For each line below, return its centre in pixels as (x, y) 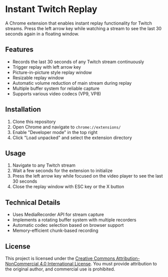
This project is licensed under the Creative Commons (60, 258)
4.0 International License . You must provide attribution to (98, 264)
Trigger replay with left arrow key (47, 67)
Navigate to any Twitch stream (44, 165)
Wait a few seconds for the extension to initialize (62, 171)
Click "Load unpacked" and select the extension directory (72, 137)
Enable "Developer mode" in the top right (55, 132)
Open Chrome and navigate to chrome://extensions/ (67, 127)
